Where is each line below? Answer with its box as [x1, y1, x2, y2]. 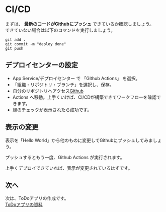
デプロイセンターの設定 [5, 61, 78, 69]
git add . [5, 37, 26, 42]
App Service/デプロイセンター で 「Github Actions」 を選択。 [12, 75, 140, 81]
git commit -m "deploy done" [5, 41, 66, 46]
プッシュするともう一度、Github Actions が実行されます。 [5, 154, 125, 160]
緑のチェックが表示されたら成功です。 [12, 107, 92, 113]
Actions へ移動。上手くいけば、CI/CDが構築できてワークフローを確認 [12, 94, 157, 100]
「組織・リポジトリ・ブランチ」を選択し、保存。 [12, 82, 114, 88]
